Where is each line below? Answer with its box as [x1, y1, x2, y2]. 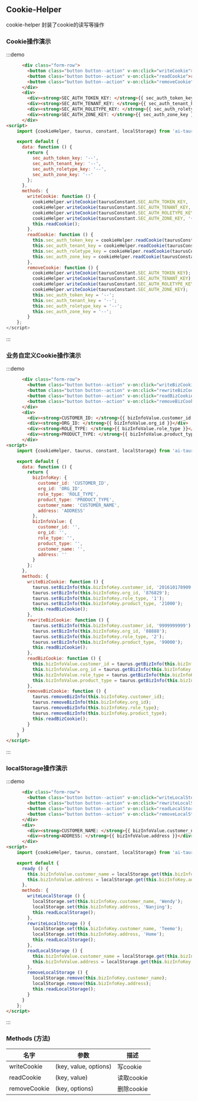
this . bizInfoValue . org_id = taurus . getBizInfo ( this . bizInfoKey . [32, 666, 194, 672]
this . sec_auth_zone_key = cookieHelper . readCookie [32, 253, 160, 260]
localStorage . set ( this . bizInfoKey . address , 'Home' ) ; [32, 931, 165, 937]
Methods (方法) [6, 1034, 51, 1043]
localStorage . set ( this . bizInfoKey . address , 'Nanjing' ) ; [32, 904, 173, 910]
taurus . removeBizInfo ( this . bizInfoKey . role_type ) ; [32, 705, 160, 711]
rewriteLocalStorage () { [27, 920, 91, 927]
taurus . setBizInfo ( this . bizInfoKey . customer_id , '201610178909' [32, 584, 194, 590]
